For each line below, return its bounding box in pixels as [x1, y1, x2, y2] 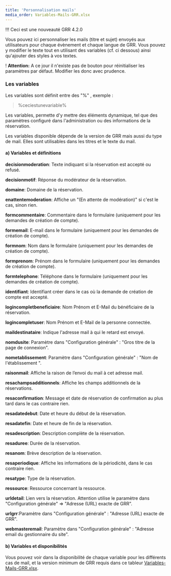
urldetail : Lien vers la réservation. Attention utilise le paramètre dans [5, 495, 150, 501]
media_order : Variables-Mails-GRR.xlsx [5, 12, 90, 17]
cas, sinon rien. [5, 202, 38, 208]
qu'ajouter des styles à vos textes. [5, 52, 78, 59]
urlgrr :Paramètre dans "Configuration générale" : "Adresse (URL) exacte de [5, 511, 164, 517]
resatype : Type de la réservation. [5, 475, 76, 481]
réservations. [5, 385, 33, 391]
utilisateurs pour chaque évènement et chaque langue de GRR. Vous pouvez [5, 41, 166, 48]
